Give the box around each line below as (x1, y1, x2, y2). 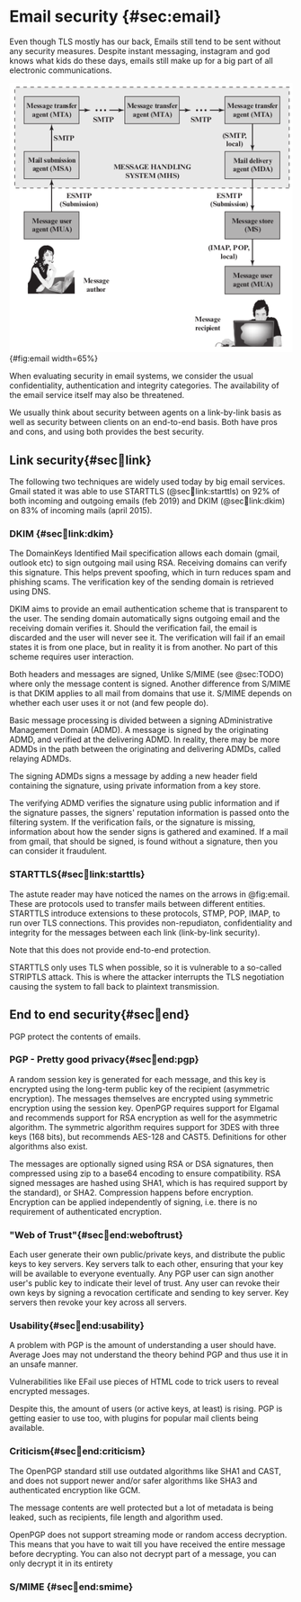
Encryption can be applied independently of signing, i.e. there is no (9, 1196, 258, 1208)
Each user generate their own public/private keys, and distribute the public (9, 1249, 286, 1260)
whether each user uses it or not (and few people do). (9, 698, 209, 709)
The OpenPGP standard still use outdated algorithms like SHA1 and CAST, (9, 1465, 281, 1476)
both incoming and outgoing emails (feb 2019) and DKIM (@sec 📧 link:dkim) (9, 495, 286, 506)
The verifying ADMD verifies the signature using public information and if (9, 798, 280, 809)
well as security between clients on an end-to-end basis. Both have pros (9, 417, 279, 428)
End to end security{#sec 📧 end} (9, 1007, 190, 1023)
